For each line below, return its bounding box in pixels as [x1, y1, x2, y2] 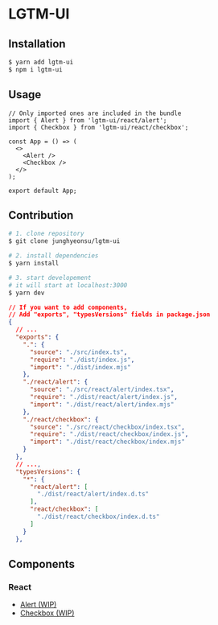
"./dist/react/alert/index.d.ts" [37, 490, 150, 499]
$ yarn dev [8, 289, 45, 297]
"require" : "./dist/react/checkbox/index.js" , [29, 430, 189, 438]
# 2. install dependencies [8, 252, 99, 260]
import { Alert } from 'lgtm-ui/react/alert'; [8, 116, 167, 125]
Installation [8, 37, 66, 51]
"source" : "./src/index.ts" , [29, 347, 128, 356]
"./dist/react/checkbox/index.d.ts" [37, 512, 160, 520]
